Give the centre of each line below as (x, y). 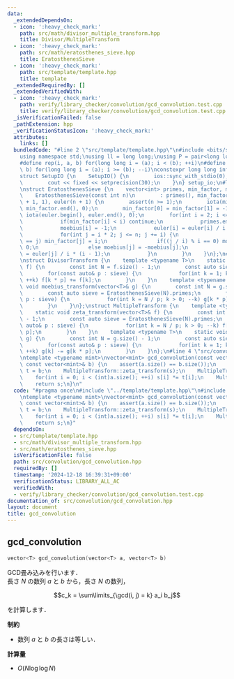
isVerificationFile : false (53, 455)
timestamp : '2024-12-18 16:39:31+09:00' (73, 475)
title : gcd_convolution (42, 514)
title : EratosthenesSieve (57, 59)
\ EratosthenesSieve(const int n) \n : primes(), (107, 196)
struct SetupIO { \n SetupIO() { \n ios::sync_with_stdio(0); (124, 176)
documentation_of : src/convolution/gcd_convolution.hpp (90, 501)
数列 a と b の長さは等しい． (58, 639)
